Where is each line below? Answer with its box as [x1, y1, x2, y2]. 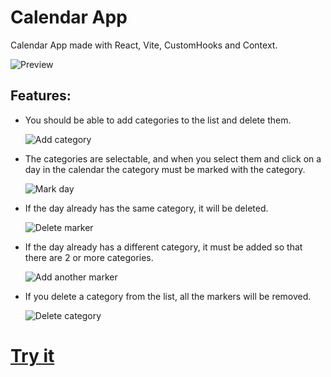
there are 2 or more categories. [24, 251, 154, 263]
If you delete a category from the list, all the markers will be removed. [24, 290, 312, 302]
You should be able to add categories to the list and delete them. [24, 114, 292, 126]
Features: [10, 87, 72, 105]
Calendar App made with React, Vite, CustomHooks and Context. [10, 39, 278, 51]
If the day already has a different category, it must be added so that [24, 241, 303, 253]
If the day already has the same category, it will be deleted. [24, 202, 269, 214]
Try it [10, 344, 55, 367]
